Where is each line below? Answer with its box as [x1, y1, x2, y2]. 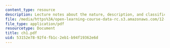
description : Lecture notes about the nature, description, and [5, 12, 144, 17]
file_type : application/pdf [5, 21, 65, 26]
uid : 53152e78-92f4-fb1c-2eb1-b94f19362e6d [5, 35, 99, 40]
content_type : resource [5, 7, 56, 12]
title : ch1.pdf [5, 30, 37, 35]
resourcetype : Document [5, 26, 56, 31]
